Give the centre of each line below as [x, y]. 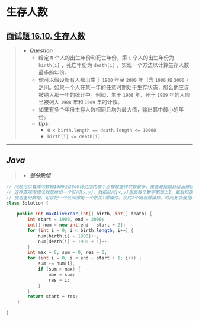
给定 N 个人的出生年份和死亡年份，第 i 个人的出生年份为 [106, 58]
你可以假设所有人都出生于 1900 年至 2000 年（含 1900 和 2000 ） [115, 80]
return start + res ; [53, 297]
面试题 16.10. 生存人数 [46, 36]
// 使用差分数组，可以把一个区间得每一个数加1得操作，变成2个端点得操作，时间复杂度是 [99, 198]
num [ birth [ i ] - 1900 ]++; [68, 236]
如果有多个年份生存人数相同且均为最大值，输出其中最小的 [108, 109]
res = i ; [59, 280]
